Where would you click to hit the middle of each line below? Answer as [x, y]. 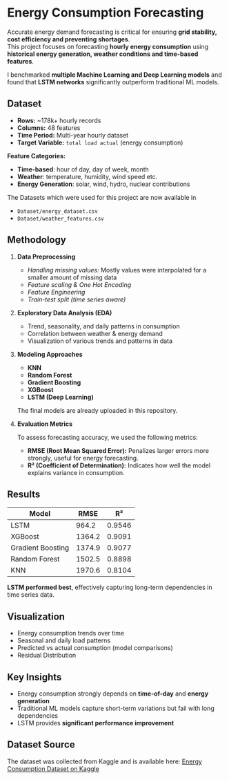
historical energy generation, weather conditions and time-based [103, 54]
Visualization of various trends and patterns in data [100, 341]
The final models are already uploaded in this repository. [97, 410]
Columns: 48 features [49, 128]
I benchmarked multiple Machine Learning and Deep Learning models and [114, 75]
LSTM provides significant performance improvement [96, 723]
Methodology [37, 240]
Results [24, 494]
